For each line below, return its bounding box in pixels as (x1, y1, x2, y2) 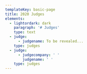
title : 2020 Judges (5, 12, 45, 17)
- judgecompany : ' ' (17, 52, 60, 57)
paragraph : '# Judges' (14, 25, 60, 30)
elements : (5, 16, 25, 21)
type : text (14, 30, 36, 35)
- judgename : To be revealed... (17, 39, 84, 44)
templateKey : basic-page (5, 7, 55, 12)
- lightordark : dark (9, 20, 51, 26)
